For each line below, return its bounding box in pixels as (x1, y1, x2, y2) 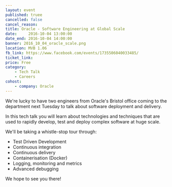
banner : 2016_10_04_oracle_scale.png (5, 41, 86, 46)
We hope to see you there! (5, 175, 62, 182)
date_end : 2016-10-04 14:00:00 (5, 36, 72, 41)
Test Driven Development (12, 138, 67, 144)
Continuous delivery (12, 149, 55, 155)
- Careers (14, 74, 36, 79)
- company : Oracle (14, 84, 54, 89)
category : (5, 65, 27, 70)
